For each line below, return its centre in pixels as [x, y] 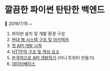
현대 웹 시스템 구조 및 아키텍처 [40, 40]
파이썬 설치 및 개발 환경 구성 [38, 33]
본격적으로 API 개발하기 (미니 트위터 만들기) [53, 57]
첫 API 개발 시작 [27, 45]
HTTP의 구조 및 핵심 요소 [36, 52]
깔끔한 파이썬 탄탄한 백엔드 [55, 10]
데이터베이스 [24, 64]
